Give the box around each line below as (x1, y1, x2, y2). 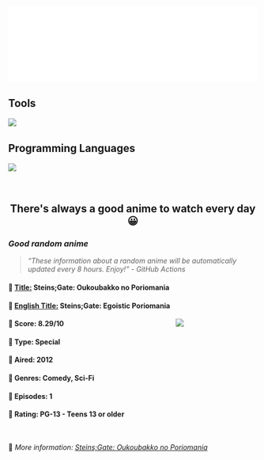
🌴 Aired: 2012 (8, 355, 54, 365)
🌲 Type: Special (8, 336, 61, 346)
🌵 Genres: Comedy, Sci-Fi (8, 373, 95, 382)
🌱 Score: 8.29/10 (8, 319, 65, 329)
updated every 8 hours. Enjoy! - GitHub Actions (27, 264, 186, 274)
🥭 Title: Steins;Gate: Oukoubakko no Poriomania (8, 283, 170, 292)
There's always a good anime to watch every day (9, 202, 256, 215)
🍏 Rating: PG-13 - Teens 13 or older (8, 409, 125, 419)
